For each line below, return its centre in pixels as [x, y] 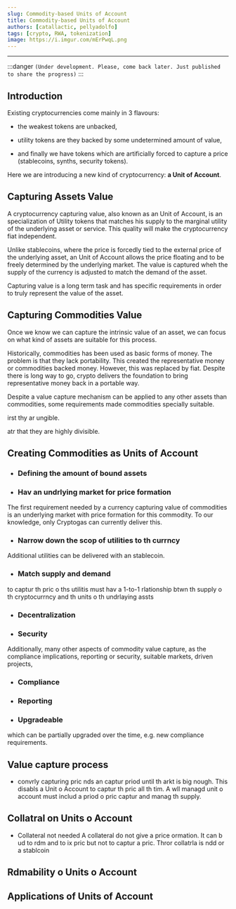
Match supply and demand [64, 574]
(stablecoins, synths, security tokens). [73, 161]
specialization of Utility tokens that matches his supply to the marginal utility [117, 221]
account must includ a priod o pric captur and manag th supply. [109, 796]
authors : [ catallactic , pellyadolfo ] [63, 27]
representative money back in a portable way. [73, 383]
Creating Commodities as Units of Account [103, 453]
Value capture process [58, 765]
